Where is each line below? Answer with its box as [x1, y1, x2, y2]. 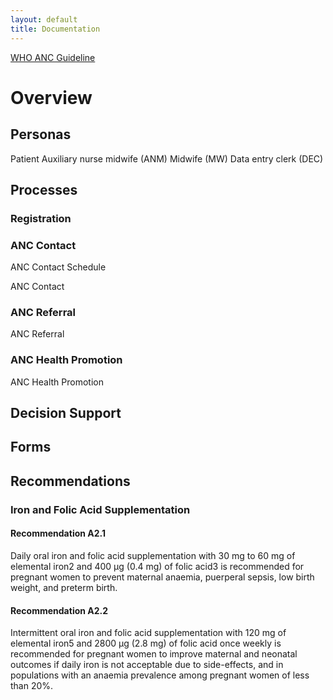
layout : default [10, 14, 78, 25]
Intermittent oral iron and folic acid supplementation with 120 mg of [10, 627, 287, 639]
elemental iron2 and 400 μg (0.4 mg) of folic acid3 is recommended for [10, 561, 305, 572]
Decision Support [10, 405, 122, 422]
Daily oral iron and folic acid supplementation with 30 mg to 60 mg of [10, 550, 296, 561]
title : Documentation [10, 24, 101, 34]
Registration [10, 211, 72, 225]
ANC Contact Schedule [10, 261, 107, 273]
